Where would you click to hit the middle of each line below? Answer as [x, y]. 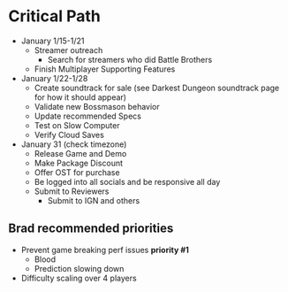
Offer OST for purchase [77, 172]
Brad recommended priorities [91, 229]
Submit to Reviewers [72, 191]
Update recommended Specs [88, 116]
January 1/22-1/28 [54, 78]
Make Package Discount [79, 163]
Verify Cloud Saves [69, 134]
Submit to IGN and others [94, 200]
